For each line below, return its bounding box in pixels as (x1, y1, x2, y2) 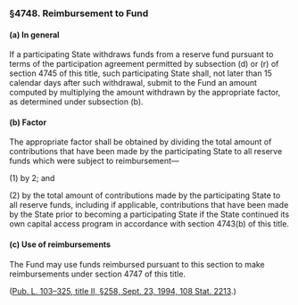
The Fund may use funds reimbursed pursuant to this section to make (9, 259, 265, 269)
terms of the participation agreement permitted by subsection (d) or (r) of (9, 59, 279, 70)
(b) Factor (9, 117, 47, 128)
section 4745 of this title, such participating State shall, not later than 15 (9, 68, 272, 78)
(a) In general (9, 29, 60, 40)
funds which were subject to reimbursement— (9, 155, 180, 167)
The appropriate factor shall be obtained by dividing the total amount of (9, 136, 272, 147)
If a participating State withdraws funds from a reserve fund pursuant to (9, 49, 274, 60)
